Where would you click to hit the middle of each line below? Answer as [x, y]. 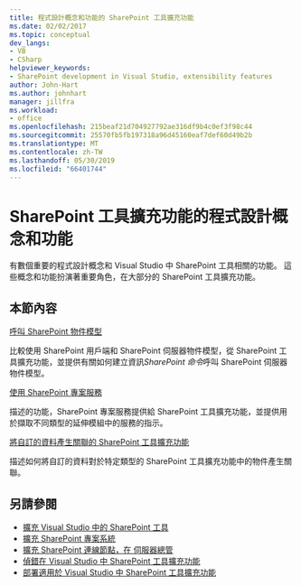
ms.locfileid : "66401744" [58, 169]
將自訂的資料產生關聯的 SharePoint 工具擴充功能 [99, 442]
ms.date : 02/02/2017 [48, 26]
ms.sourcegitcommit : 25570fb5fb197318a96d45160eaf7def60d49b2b [131, 135]
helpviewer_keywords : [50, 69]
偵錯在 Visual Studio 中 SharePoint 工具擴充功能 [111, 561]
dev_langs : [30, 43]
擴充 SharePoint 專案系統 [69, 538]
